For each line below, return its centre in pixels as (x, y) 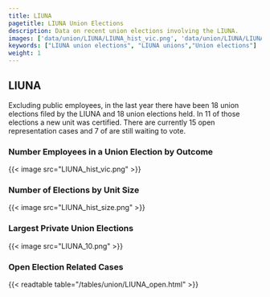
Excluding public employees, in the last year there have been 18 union (124, 105)
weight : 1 (25, 53)
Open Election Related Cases (66, 266)
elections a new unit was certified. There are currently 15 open (112, 122)
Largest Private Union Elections (71, 229)
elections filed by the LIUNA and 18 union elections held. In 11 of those (124, 113)
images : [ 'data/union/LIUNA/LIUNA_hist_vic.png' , (93, 38)
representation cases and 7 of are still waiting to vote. (97, 130)
